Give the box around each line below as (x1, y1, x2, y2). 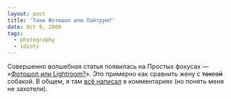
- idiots (13, 43, 40, 50)
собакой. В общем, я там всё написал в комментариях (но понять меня (7, 77, 224, 85)
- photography (13, 37, 55, 44)
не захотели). (7, 85, 48, 93)
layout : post (7, 10, 46, 18)
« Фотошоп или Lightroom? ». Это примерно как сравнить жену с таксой (7, 70, 223, 78)
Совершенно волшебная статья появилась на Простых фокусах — (7, 62, 209, 70)
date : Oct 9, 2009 (7, 23, 61, 30)
